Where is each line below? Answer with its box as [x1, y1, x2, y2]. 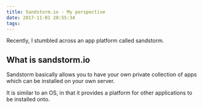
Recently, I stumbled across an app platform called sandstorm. [6, 37, 164, 45]
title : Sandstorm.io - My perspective [6, 9, 105, 15]
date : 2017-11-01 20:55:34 [6, 15, 75, 21]
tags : [6, 20, 20, 26]
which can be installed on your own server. [6, 77, 115, 85]
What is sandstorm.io [6, 54, 90, 65]
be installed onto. [6, 96, 50, 103]
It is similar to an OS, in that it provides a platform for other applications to [6, 89, 193, 96]
